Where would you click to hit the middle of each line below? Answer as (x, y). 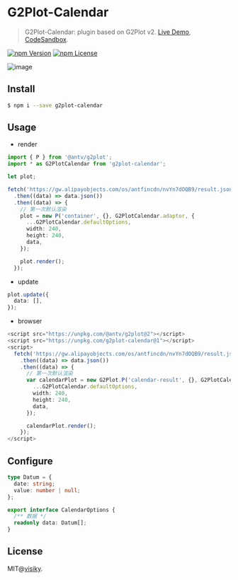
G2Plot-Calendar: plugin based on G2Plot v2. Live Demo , (108, 32)
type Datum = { (30, 477)
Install (21, 89)
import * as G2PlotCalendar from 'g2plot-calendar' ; (87, 164)
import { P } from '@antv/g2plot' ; (60, 157)
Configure (30, 461)
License (25, 551)
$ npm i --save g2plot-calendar (55, 105)
